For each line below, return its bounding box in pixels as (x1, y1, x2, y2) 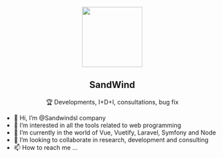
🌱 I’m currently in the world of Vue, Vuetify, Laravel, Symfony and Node (13, 128, 217, 137)
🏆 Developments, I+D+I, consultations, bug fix (45, 98, 179, 106)
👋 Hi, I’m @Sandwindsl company (13, 113, 106, 122)
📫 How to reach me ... (13, 143, 78, 151)
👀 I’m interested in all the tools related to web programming (13, 121, 182, 129)
